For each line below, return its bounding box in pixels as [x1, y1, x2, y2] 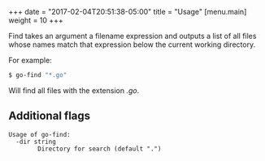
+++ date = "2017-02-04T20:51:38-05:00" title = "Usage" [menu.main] [8, 7, 247, 16]
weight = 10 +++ [8, 15, 63, 25]
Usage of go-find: [8, 130, 71, 138]
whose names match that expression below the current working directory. [8, 40, 256, 49]
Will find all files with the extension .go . [8, 85, 140, 95]
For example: [8, 56, 53, 65]
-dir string [15, 138, 57, 146]
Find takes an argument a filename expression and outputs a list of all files [8, 32, 257, 40]
